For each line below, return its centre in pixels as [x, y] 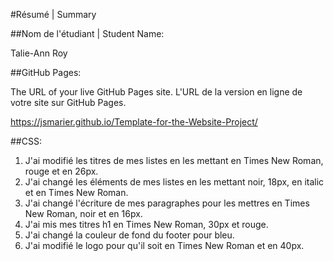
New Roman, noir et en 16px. [83, 213]
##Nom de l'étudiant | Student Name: [87, 33]
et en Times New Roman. [76, 192]
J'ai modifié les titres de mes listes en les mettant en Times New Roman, [174, 160]
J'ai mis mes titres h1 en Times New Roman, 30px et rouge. [146, 224]
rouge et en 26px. [61, 171]
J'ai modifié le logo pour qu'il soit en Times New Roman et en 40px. [164, 245]
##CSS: [26, 141]
